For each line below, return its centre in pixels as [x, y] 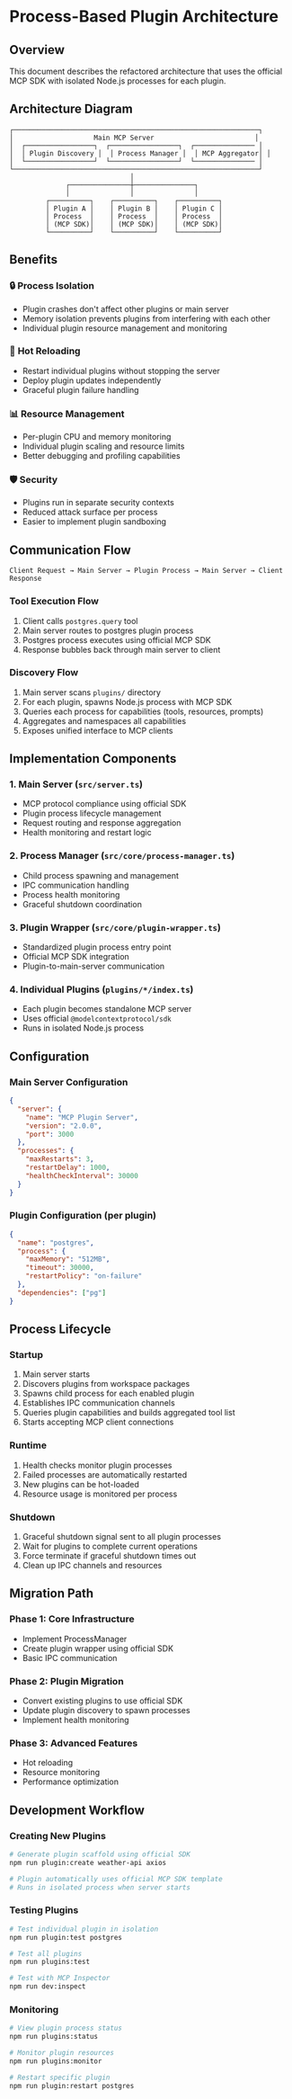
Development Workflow [77, 1810]
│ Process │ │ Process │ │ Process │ [134, 216]
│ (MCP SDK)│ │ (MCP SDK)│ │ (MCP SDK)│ [134, 224]
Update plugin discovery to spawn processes [106, 1710]
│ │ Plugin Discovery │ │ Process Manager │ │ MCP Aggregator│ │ [140, 153]
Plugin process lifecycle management [92, 813]
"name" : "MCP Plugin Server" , [82, 1117]
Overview [37, 50]
